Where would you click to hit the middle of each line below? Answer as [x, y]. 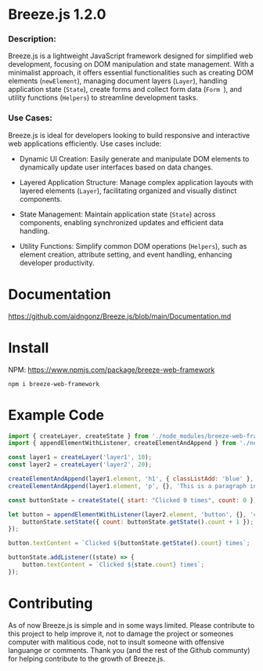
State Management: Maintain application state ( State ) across [117, 214]
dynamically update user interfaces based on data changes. [116, 167]
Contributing [50, 604]
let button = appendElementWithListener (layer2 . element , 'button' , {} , [127, 514]
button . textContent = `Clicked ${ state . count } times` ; [113, 565]
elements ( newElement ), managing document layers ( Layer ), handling [118, 81]
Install [29, 348]
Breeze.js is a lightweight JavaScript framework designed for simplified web [131, 56]
